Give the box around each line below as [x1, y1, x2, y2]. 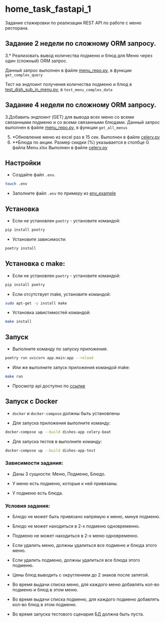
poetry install [5, 246, 36, 250]
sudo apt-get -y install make [5, 300, 67, 306]
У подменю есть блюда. [12, 490, 63, 496]
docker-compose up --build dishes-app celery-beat [5, 429, 111, 434]
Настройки [5, 159, 41, 167]
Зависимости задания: [5, 459, 64, 466]
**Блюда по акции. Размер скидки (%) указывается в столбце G [12, 139, 149, 145]
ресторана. [5, 25, 29, 31]
